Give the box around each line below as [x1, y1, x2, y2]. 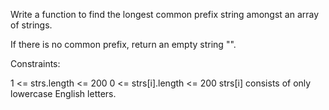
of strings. [10, 19, 53, 31]
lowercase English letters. [10, 88, 117, 99]
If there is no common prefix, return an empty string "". [10, 39, 237, 50]
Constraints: [10, 58, 61, 69]
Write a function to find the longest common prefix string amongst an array [10, 9, 320, 20]
